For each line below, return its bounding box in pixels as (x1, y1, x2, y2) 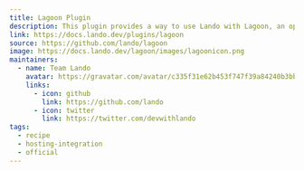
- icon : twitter (33, 106, 95, 115)
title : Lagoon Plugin (9, 13, 91, 23)
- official (17, 147, 59, 157)
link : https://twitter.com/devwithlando (42, 114, 196, 123)
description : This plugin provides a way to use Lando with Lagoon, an (9, 22, 285, 31)
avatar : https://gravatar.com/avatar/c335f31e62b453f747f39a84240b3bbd (25, 72, 301, 81)
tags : (9, 123, 30, 132)
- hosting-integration (17, 139, 103, 148)
